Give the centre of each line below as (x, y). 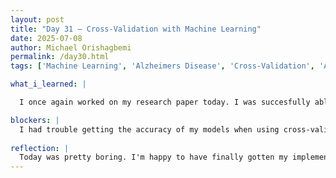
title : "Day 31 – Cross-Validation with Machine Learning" (136, 29)
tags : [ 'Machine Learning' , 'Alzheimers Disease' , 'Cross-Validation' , (162, 66)
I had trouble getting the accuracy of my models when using (149, 129)
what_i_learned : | (48, 84)
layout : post (37, 19)
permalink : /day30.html (60, 57)
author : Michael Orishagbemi (71, 47)
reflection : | (40, 148)
